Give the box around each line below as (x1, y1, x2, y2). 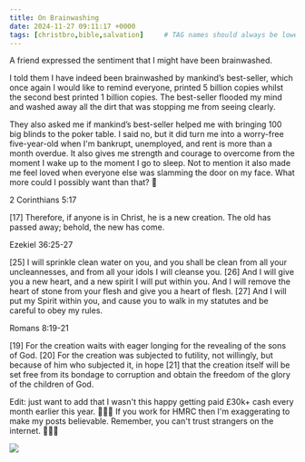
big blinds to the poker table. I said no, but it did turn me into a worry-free (9, 129, 284, 140)
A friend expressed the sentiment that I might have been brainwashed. (9, 55, 273, 66)
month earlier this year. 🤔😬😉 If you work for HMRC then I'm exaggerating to (9, 406, 290, 418)
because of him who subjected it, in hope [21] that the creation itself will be (9, 359, 290, 370)
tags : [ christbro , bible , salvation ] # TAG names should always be (9, 30, 279, 39)
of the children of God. (9, 378, 94, 390)
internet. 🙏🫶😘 (9, 426, 59, 437)
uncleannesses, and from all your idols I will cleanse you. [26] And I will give (9, 267, 295, 278)
